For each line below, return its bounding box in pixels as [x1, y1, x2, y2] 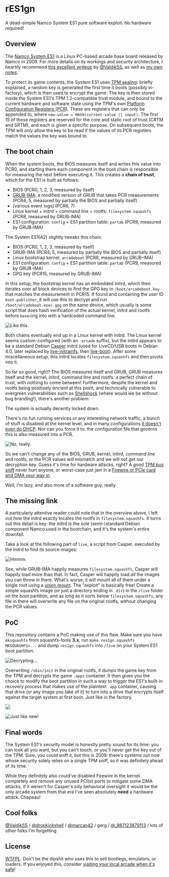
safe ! [5, 866, 16, 872]
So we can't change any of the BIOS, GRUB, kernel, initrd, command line [5, 450, 155, 457]
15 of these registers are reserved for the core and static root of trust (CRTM [5, 117, 163, 123]
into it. [5, 359, 19, 365]
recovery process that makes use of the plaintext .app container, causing [5, 684, 156, 690]
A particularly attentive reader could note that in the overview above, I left [5, 510, 158, 516]
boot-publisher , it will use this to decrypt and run [5, 296, 107, 302]
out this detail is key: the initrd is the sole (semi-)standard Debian [5, 521, 140, 527]
